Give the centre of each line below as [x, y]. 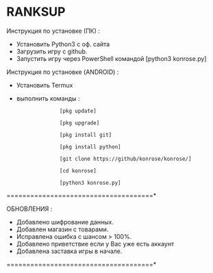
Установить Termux [45, 85]
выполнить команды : [48, 98]
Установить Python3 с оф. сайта [63, 44]
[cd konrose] [78, 171]
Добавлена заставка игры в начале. [69, 251]
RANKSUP [36, 12]
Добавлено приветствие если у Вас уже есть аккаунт [95, 244]
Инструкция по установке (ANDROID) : [63, 72]
